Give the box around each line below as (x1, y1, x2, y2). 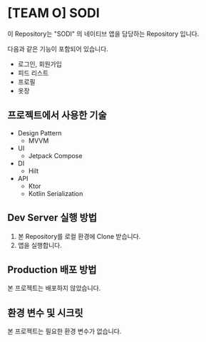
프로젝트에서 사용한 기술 (7, 109, 107, 122)
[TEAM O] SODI (7, 5, 100, 21)
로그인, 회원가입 (17, 59, 62, 68)
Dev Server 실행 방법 (7, 212, 98, 224)
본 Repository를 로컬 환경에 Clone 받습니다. (17, 232, 141, 240)
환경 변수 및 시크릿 (7, 306, 83, 318)
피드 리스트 (17, 68, 49, 77)
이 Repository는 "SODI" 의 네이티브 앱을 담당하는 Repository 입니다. (7, 29, 200, 38)
